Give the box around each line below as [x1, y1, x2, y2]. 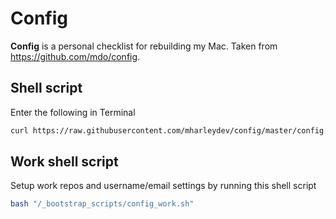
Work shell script [10, 153, 119, 171]
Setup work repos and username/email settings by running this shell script [10, 180, 317, 192]
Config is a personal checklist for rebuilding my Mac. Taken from [10, 40, 278, 52]
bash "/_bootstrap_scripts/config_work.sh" [10, 199, 195, 209]
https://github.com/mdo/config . [10, 50, 141, 62]
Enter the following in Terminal [10, 106, 136, 118]
